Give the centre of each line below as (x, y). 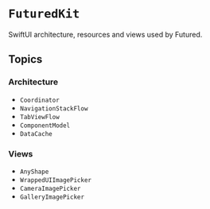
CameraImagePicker (50, 188)
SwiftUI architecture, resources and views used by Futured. (105, 34)
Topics (25, 59)
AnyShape (34, 172)
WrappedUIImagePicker (55, 180)
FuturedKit (44, 14)
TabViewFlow (39, 117)
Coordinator (39, 100)
